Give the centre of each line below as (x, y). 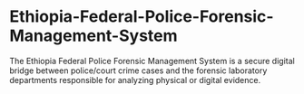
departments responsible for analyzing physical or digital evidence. (135, 80)
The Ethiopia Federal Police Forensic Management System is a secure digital (152, 61)
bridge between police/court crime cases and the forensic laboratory (138, 70)
